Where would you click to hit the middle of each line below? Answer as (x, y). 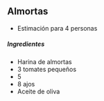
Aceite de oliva (38, 91)
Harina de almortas (44, 61)
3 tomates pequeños (47, 69)
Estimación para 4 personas (57, 28)
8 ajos (26, 84)
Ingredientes (26, 44)
